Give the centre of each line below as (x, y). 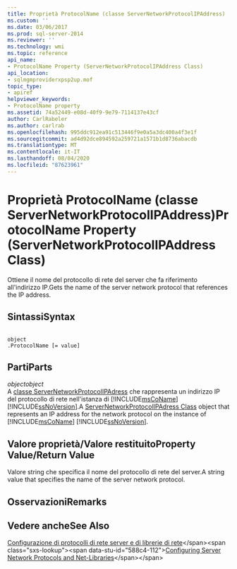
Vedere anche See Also (59, 526)
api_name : (22, 60)
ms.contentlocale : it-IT (44, 152)
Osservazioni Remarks (57, 501)
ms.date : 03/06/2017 (38, 27)
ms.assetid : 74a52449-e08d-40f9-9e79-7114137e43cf (83, 112)
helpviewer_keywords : (39, 100)
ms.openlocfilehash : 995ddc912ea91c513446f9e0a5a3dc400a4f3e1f (102, 132)
